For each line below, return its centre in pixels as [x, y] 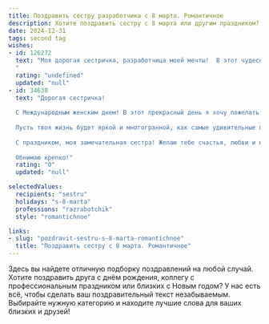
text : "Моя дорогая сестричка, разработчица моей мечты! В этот [127, 61]
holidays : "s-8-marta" [53, 201]
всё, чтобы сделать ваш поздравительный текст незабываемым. [119, 294]
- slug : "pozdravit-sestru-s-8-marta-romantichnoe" [96, 239]
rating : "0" [36, 165]
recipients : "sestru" [52, 194]
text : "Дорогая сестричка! [60, 98]
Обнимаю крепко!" [44, 157]
